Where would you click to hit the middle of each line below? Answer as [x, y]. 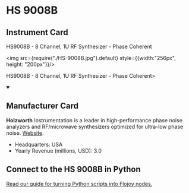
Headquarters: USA [39, 144]
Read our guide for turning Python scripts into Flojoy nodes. [79, 183]
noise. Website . [25, 133]
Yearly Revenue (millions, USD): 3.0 [58, 151]
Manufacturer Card [42, 106]
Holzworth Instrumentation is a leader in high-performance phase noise [94, 120]
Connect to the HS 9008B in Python [73, 170]
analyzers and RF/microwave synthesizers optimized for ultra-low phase [95, 126]
